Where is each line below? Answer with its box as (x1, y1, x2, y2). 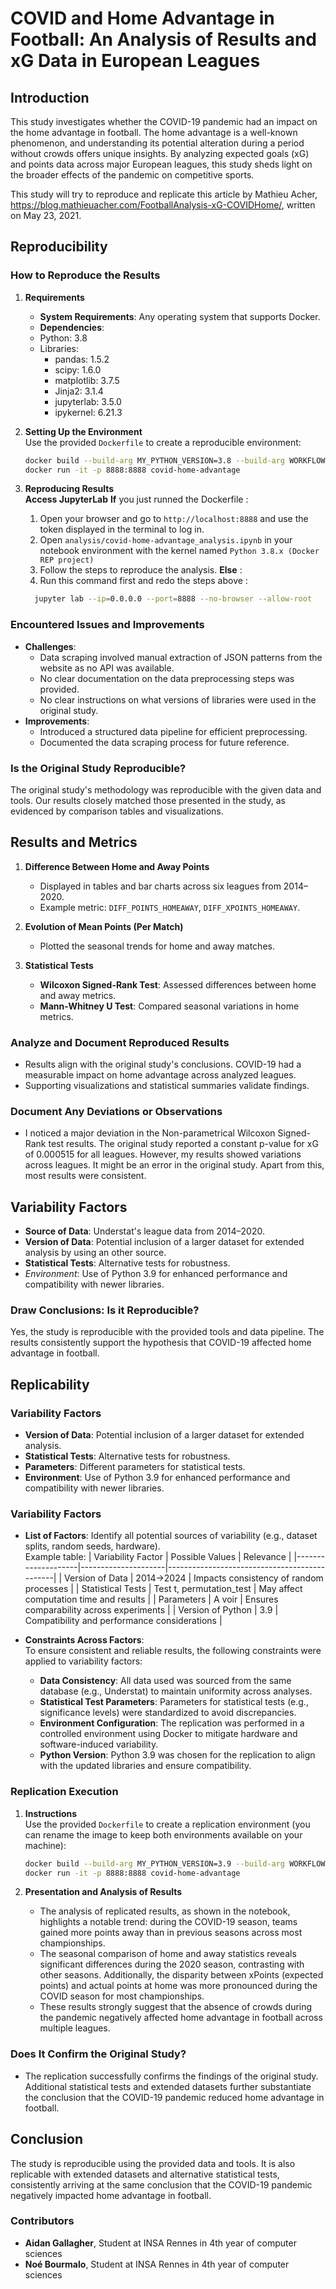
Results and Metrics (10, 834, 138, 851)
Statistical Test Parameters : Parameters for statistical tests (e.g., (39, 1696, 309, 1708)
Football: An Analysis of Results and (10, 28, 317, 51)
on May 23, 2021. (10, 210, 82, 221)
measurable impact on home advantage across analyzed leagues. (24, 1069, 297, 1081)
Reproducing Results (24, 483, 115, 495)
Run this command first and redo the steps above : (39, 575, 248, 587)
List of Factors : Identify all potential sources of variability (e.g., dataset (24, 1530, 318, 1542)
